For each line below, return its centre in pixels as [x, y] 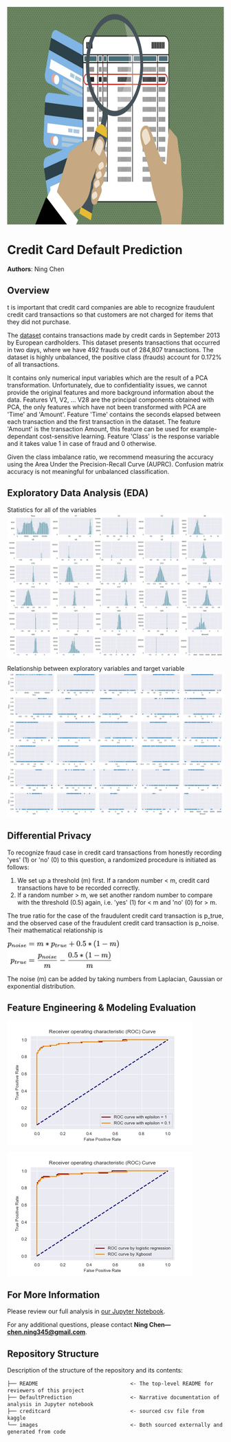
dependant [23, 436]
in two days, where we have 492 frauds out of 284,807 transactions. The [111, 349]
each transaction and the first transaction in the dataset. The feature [104, 421]
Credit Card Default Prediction [95, 250]
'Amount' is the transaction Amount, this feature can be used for [98, 429]
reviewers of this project [46, 1391]
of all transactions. [33, 364]
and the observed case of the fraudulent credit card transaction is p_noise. [113, 923]
